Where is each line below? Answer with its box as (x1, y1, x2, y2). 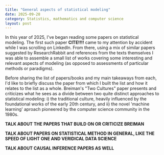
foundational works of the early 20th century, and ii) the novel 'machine (5, 101, 150, 107)
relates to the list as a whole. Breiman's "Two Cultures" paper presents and (5, 85, 157, 91)
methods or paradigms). (5, 66, 54, 72)
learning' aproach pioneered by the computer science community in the (5, 106, 150, 112)
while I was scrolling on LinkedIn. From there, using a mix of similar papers (5, 45, 155, 51)
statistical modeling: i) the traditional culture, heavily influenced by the (5, 96, 147, 102)
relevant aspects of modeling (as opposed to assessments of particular (5, 60, 149, 66)
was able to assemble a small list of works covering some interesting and (5, 55, 153, 61)
